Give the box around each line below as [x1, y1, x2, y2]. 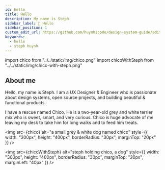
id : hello [5, 7, 26, 12]
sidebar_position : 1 [5, 25, 48, 30]
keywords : [5, 35, 26, 40]
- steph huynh [9, 44, 38, 49]
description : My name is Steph [5, 16, 69, 21]
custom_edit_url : [5, 30, 41, 35]
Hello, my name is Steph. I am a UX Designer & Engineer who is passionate [5, 89, 157, 96]
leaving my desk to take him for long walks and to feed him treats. [5, 120, 138, 125]
